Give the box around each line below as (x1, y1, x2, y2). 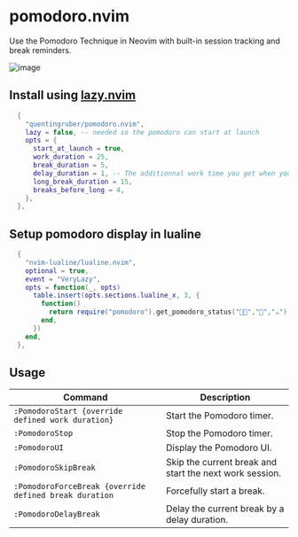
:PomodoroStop (13, 428, 74, 439)
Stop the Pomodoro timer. (165, 427, 273, 440)
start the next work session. (165, 467, 282, 479)
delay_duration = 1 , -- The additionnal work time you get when (32, 168, 276, 178)
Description (200, 392, 251, 404)
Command (63, 392, 108, 404)
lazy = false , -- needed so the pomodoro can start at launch (25, 128, 260, 136)
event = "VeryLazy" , (25, 275, 101, 284)
